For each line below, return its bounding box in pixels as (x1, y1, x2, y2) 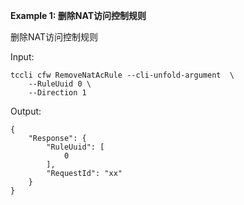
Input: (10, 51, 35, 63)
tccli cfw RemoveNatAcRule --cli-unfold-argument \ (10, 70, 235, 80)
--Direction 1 (28, 88, 87, 98)
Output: (10, 105, 42, 117)
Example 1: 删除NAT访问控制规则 (10, 10, 147, 21)
